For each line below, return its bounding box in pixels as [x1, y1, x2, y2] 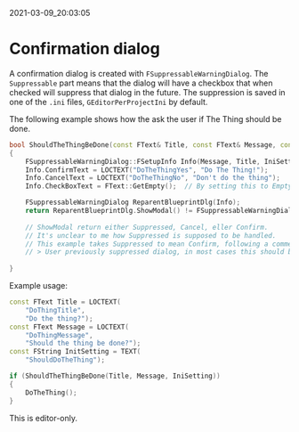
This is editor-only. [9, 412, 78, 423]
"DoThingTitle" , [25, 306, 86, 314]
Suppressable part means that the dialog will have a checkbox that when [9, 77, 273, 88]
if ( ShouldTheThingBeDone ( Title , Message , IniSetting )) [9, 371, 221, 381]
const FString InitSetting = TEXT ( [9, 347, 141, 356]
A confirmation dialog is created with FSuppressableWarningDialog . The [9, 68, 269, 78]
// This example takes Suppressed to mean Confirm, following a [25, 240, 269, 249]
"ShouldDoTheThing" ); [25, 355, 105, 364]
